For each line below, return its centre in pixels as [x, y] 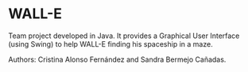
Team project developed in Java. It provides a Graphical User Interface [124, 36]
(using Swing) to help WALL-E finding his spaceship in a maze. [110, 44]
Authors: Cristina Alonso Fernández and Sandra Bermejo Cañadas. [117, 59]
